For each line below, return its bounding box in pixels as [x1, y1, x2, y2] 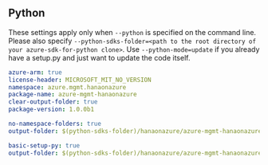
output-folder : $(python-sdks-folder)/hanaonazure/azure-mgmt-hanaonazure [8, 149, 262, 157]
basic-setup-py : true [8, 141, 81, 150]
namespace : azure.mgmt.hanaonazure [8, 83, 127, 91]
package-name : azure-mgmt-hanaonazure [8, 91, 137, 99]
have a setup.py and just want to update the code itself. [8, 53, 191, 62]
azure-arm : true [8, 68, 62, 77]
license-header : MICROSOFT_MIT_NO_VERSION [8, 76, 152, 84]
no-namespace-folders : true [8, 120, 102, 128]
